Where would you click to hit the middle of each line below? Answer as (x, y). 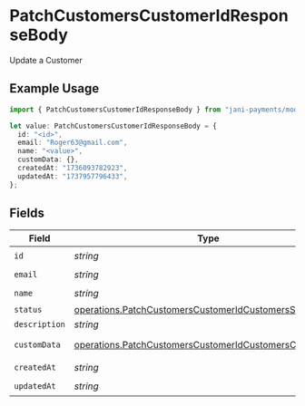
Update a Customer (46, 60)
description (40, 324)
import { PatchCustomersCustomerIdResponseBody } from (115, 110)
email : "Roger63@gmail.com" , (73, 143)
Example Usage (54, 88)
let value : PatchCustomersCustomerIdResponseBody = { (113, 126)
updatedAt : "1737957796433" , (73, 176)
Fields (27, 213)
